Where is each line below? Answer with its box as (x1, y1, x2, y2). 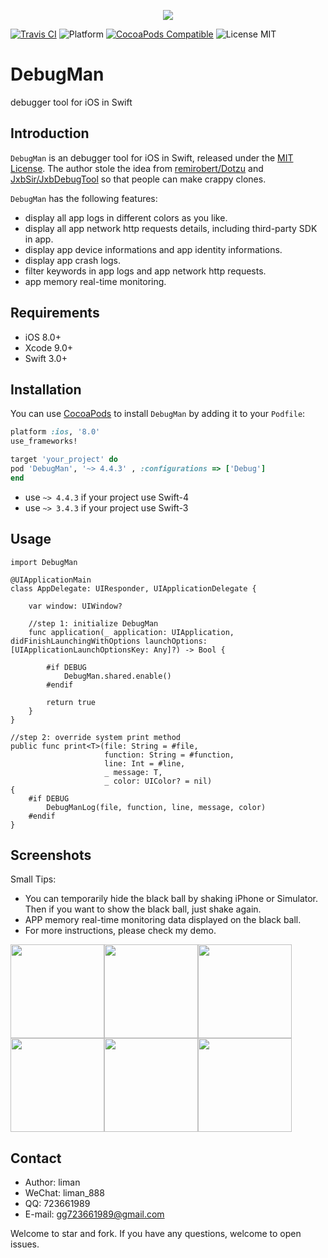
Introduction (10, 125, 90, 142)
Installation (10, 381, 82, 398)
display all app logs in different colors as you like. (24, 211, 228, 224)
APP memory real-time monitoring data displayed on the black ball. (24, 914, 302, 926)
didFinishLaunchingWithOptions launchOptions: (10, 636, 208, 646)
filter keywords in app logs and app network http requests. (24, 265, 267, 277)
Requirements (10, 305, 100, 322)
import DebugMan (10, 557, 78, 567)
